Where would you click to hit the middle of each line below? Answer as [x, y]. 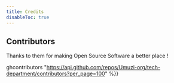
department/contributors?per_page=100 [56, 74]
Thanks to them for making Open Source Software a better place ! [87, 56]
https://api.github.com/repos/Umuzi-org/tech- [103, 67]
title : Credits [25, 12]
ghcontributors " [26, 67]
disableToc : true [28, 17]
